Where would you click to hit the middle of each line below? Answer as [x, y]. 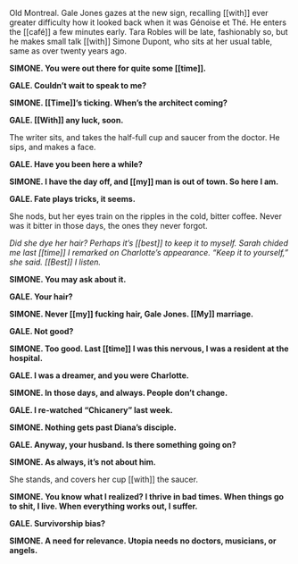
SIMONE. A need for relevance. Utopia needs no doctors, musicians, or [143, 541]
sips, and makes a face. [53, 147]
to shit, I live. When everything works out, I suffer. [103, 506]
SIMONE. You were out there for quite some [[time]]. [108, 68]
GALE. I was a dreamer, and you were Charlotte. [99, 375]
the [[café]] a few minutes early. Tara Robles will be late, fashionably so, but [149, 32]
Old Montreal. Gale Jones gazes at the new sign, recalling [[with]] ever [139, 13]
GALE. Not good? [41, 331]
